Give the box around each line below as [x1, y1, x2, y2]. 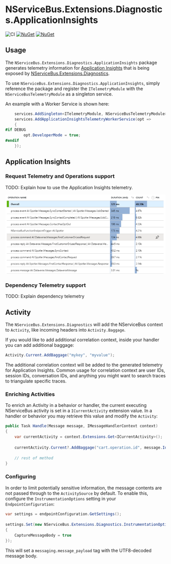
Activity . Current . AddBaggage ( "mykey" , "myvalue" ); [5, 352, 115, 358]
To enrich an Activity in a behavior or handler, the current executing [5, 402, 147, 408]
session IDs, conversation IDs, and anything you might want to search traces [5, 372, 166, 378]
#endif [5, 138, 19, 143]
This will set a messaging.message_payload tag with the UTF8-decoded [5, 547, 152, 553]
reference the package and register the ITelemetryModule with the [5, 85, 144, 92]
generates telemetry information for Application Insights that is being [5, 65, 150, 71]
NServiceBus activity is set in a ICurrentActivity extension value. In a [5, 408, 153, 414]
